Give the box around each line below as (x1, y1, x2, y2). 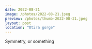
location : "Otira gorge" (5, 25, 55, 30)
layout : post (5, 20, 31, 26)
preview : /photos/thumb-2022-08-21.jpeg (5, 16, 88, 21)
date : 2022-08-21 (5, 7, 40, 12)
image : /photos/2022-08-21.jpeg (5, 12, 70, 16)
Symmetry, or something (5, 38, 54, 44)
